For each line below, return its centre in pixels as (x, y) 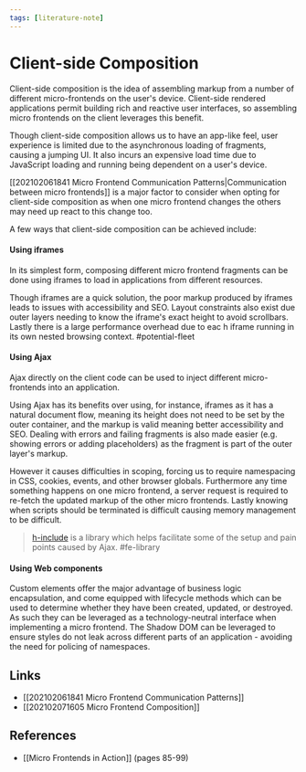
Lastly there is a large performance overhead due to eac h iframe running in (152, 326)
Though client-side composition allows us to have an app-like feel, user (144, 135)
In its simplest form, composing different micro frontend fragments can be (149, 270)
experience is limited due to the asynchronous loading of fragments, (138, 145)
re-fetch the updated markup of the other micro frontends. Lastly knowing (149, 500)
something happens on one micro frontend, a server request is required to (149, 491)
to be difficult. (36, 519)
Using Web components (56, 568)
